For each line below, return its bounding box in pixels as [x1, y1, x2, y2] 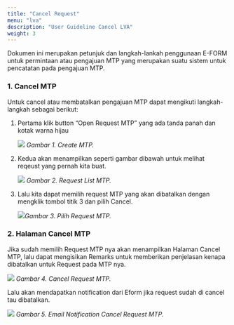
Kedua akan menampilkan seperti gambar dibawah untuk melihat [17, 154, 205, 162]
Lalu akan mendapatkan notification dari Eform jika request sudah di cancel [7, 288, 225, 296]
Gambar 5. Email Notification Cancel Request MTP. [15, 310, 164, 318]
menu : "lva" [7, 17, 42, 24]
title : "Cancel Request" [7, 10, 80, 18]
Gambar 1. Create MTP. [26, 140, 95, 149]
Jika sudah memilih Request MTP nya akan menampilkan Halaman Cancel [7, 245, 221, 253]
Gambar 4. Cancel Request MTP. [15, 274, 111, 283]
